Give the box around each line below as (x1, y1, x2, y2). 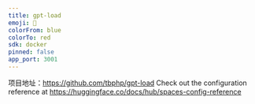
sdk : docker (8, 41, 47, 49)
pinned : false (8, 48, 55, 56)
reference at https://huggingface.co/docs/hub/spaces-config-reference (8, 87, 242, 96)
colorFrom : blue (8, 26, 61, 34)
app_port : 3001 (8, 56, 58, 64)
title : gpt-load (8, 11, 61, 20)
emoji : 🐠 (8, 19, 37, 27)
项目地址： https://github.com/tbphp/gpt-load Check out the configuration (8, 78, 248, 87)
